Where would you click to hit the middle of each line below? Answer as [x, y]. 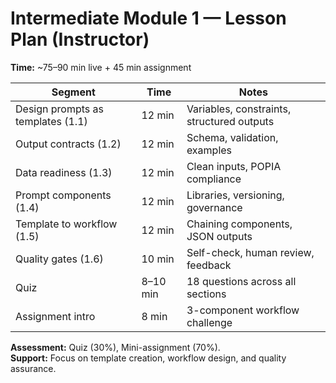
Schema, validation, [232, 137]
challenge [209, 322]
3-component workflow [243, 310]
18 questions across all [241, 281]
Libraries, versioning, [235, 195]
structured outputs [230, 121]
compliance [214, 179]
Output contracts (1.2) [68, 144]
